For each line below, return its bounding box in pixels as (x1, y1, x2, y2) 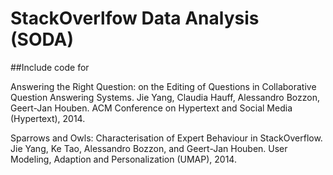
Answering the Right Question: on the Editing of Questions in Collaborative (10, 80, 317, 92)
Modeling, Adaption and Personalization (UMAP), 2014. (10, 153, 237, 165)
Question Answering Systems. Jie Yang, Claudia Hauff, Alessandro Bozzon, (10, 91, 320, 103)
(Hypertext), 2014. (10, 112, 86, 124)
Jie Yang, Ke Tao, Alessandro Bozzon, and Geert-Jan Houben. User (10, 142, 288, 154)
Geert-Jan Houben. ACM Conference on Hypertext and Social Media (10, 102, 293, 114)
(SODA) (10, 28, 74, 51)
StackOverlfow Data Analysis (10, 7, 260, 30)
